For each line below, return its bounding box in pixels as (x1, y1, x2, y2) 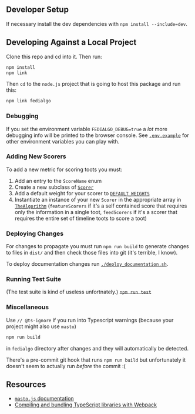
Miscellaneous (6, 303, 49, 311)
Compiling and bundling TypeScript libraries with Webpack (14, 401, 157, 408)
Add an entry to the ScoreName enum (14, 177, 102, 184)
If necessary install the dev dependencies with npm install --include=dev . (6, 20, 188, 27)
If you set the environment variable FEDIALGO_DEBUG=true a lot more (6, 125, 167, 132)
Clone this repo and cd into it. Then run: (6, 53, 103, 60)
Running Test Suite (6, 275, 62, 283)
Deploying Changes (6, 229, 63, 238)
